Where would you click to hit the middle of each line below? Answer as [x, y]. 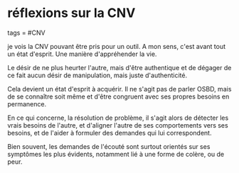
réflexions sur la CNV [71, 13]
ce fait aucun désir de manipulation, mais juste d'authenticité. [97, 75]
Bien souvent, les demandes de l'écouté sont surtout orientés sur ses [109, 146]
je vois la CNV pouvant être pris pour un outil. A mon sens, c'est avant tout [117, 46]
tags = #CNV [26, 33]
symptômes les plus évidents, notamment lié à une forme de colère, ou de [116, 154]
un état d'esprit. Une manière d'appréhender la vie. [82, 54]
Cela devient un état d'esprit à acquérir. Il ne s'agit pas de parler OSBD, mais [119, 89]
